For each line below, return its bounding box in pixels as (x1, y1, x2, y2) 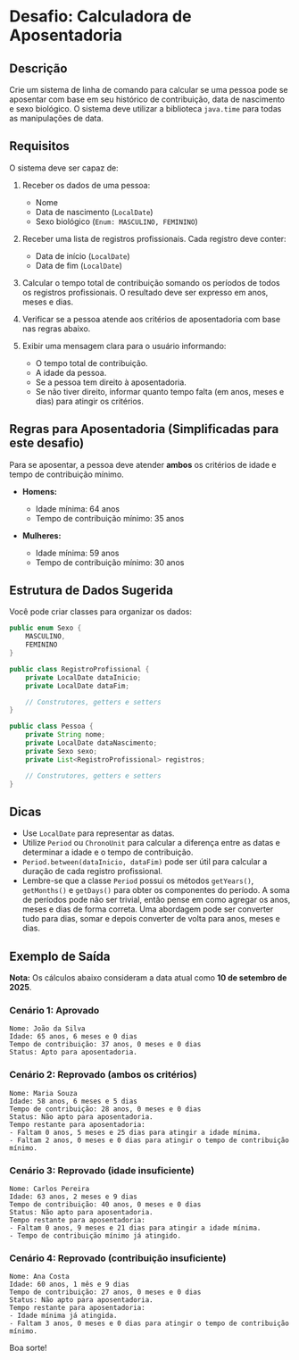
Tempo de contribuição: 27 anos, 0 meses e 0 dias (9, 1288, 202, 1297)
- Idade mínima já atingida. (9, 1311, 118, 1321)
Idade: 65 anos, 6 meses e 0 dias (9, 1032, 138, 1041)
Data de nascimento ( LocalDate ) (35, 206, 154, 217)
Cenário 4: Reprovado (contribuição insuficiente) (9, 1252, 227, 1264)
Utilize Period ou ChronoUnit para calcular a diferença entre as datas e (21, 838, 281, 848)
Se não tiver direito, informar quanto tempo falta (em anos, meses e (35, 386, 285, 396)
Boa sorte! (9, 1342, 47, 1354)
